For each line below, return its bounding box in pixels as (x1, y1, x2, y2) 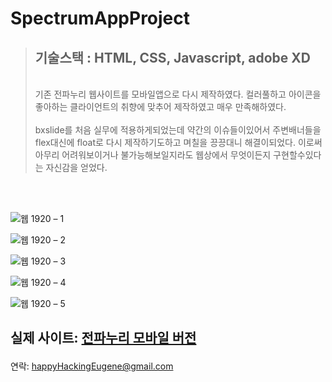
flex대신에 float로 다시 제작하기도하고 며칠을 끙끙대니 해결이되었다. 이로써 (34, 137, 323, 148)
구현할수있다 (273, 149, 322, 161)
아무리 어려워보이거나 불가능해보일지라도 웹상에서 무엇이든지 (34, 149, 272, 161)
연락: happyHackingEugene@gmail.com (10, 360, 174, 372)
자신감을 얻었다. (45, 162, 108, 173)
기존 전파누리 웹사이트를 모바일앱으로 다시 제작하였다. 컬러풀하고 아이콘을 (34, 88, 322, 100)
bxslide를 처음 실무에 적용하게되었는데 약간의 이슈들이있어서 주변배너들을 (34, 124, 322, 136)
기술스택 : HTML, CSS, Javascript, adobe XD (34, 49, 312, 66)
